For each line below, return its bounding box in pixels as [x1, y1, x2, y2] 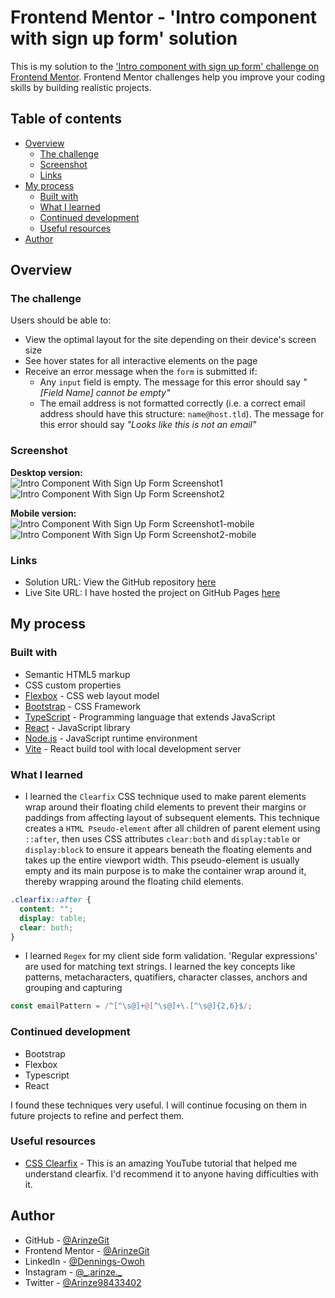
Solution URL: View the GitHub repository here [24, 576, 217, 588]
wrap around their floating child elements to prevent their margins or [24, 801, 307, 813]
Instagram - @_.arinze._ [24, 1266, 123, 1278]
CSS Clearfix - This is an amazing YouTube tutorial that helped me [24, 1157, 298, 1169]
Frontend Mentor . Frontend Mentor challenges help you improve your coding [10, 71, 326, 83]
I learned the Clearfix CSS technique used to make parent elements [24, 791, 307, 803]
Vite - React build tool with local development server [24, 742, 242, 755]
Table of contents [10, 111, 122, 128]
